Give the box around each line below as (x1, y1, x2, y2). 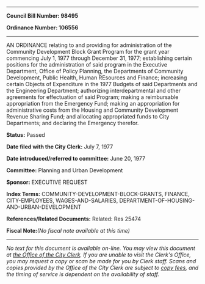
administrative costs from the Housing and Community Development (6, 106, 179, 114)
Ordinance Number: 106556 (6, 24, 79, 31)
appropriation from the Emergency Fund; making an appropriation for (6, 100, 180, 107)
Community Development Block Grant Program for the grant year (6, 48, 170, 55)
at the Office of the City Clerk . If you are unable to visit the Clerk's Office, (6, 251, 192, 258)
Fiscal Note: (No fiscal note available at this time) (6, 227, 130, 234)
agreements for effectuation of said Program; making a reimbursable (6, 93, 179, 101)
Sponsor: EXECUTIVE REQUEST (6, 178, 88, 186)
